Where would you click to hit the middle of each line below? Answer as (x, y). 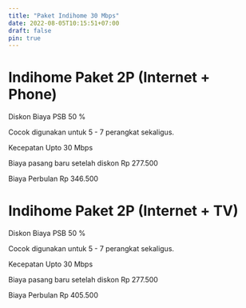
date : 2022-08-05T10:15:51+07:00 (64, 23)
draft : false (30, 30)
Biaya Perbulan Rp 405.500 (53, 295)
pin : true (25, 38)
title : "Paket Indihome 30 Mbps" (64, 16)
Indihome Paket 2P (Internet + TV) (123, 211)
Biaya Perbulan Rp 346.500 (53, 179)
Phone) (33, 95)
